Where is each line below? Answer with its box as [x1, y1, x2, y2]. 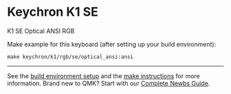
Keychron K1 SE [7, 4, 98, 20]
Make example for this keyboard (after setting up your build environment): [7, 40, 217, 48]
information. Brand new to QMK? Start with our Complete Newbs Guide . [7, 79, 210, 87]
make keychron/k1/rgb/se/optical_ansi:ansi [7, 53, 134, 60]
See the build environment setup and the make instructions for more [7, 71, 201, 80]
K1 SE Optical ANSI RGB [7, 27, 75, 35]
